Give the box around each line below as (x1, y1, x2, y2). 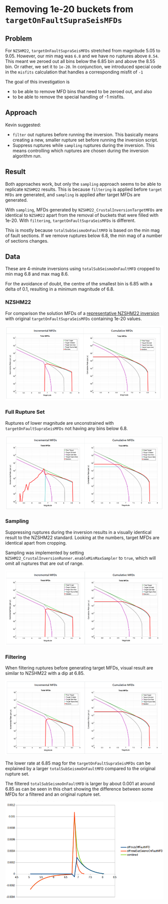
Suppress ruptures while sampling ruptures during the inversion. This (12, 142, 155, 148)
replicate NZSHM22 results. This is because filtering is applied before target (5, 186, 162, 192)
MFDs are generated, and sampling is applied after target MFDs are (5, 191, 140, 197)
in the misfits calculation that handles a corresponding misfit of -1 (5, 69, 143, 75)
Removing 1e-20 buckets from (5, 4, 134, 15)
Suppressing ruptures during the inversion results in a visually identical (5, 529, 152, 535)
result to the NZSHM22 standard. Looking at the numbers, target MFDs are (5, 535, 159, 541)
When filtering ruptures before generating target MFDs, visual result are (5, 665, 153, 671)
